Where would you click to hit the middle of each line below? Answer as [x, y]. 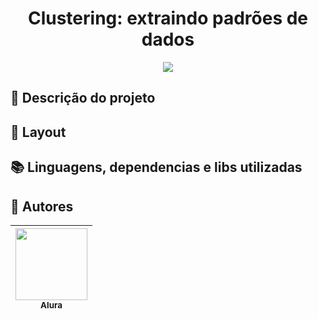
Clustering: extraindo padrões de [168, 18]
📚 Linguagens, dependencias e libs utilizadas [156, 167]
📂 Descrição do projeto [83, 98]
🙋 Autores [42, 206]
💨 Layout [38, 132]
